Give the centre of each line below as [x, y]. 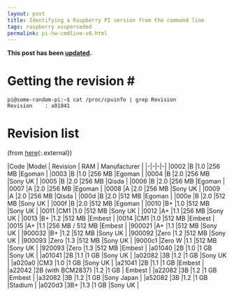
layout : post [26, 14]
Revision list [43, 134]
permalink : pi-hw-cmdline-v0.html [58, 33]
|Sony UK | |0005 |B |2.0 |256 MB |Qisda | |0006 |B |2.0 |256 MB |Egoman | [116, 182]
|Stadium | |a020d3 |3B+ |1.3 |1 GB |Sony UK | [73, 285]
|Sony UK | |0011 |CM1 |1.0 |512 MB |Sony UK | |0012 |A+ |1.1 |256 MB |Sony [116, 211]
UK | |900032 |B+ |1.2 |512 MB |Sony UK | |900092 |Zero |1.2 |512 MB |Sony [117, 233]
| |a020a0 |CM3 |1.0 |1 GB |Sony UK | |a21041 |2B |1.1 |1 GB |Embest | [106, 263]
